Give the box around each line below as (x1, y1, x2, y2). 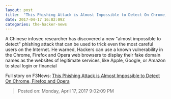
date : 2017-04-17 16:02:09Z (5, 17, 65, 22)
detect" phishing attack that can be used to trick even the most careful (5, 41, 154, 47)
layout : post (5, 7, 33, 13)
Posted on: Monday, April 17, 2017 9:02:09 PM (17, 88, 115, 94)
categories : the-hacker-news (5, 21, 67, 27)
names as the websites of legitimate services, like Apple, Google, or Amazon (5, 57, 166, 64)
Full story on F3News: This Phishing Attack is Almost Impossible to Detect (5, 72, 160, 79)
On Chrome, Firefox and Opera (5, 78, 70, 84)
